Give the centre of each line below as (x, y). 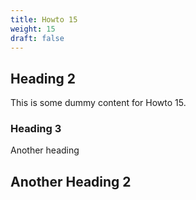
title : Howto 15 (44, 19)
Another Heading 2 (71, 181)
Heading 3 (36, 129)
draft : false (37, 38)
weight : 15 (33, 29)
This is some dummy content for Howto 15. (98, 103)
